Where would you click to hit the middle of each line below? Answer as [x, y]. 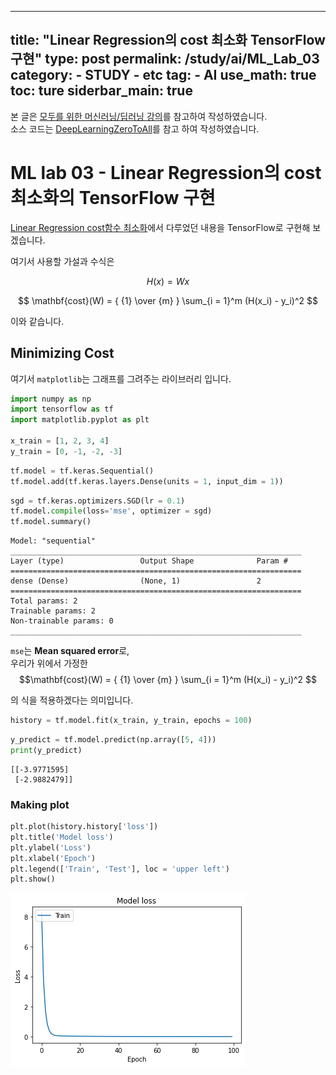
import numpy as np [51, 399]
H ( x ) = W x [168, 281]
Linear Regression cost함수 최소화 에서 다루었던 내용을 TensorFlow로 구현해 [160, 227]
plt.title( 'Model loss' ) [62, 837]
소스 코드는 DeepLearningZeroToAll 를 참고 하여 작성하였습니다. [135, 128]
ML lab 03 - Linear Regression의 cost [166, 173]
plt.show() [33, 879]
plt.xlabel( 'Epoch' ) [53, 858]
